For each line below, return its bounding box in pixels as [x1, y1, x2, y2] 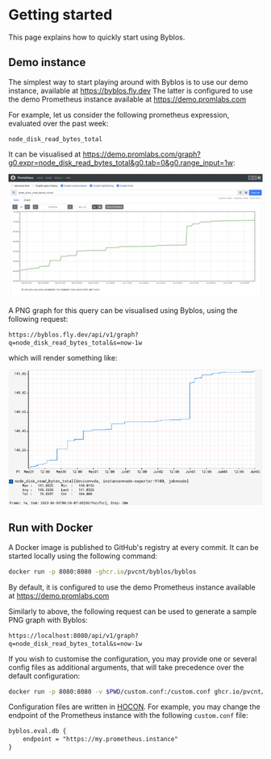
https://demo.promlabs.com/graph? [82, 149, 202, 159]
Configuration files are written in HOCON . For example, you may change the [8, 702, 261, 711]
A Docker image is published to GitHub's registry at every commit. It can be [8, 542, 260, 552]
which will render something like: [8, 352, 118, 362]
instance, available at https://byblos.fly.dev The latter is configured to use [8, 85, 253, 95]
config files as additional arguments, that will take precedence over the [8, 662, 244, 672]
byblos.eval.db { [8, 728, 67, 736]
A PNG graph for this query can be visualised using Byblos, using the [8, 305, 238, 315]
